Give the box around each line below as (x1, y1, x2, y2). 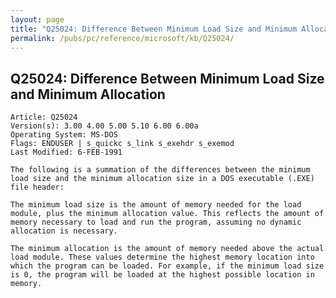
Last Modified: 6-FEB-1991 (10, 147, 123, 158)
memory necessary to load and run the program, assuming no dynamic (10, 217, 302, 228)
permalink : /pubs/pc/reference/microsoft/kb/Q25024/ (10, 33, 235, 43)
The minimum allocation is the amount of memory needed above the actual (10, 244, 325, 254)
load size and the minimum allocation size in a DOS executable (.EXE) (10, 174, 315, 184)
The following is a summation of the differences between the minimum (10, 165, 311, 175)
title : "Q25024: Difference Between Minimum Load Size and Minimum (10, 24, 298, 34)
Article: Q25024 (10, 112, 78, 123)
